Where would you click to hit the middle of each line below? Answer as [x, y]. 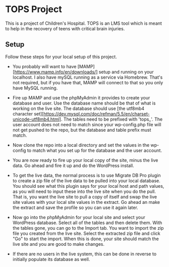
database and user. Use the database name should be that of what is [84, 103]
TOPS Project [34, 9]
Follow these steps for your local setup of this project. [61, 57]
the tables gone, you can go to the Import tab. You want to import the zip [88, 228]
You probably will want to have [44, 66]
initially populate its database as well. [51, 259]
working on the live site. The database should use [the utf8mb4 [78, 108]
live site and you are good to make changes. [59, 244]
